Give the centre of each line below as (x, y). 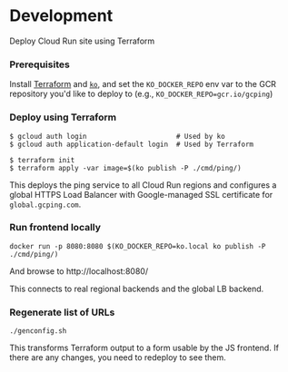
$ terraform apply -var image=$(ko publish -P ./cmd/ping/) (126, 168)
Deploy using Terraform (63, 117)
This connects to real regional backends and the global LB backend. (137, 289)
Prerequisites (40, 64)
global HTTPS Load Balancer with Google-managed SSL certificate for (141, 194)
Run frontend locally (55, 228)
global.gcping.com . (45, 204)
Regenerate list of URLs (62, 312)
